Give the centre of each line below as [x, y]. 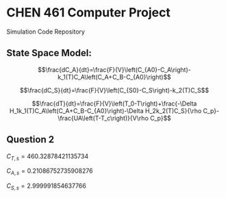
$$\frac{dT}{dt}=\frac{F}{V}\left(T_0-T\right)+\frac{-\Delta [114, 103]
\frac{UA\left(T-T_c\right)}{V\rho [103, 118]
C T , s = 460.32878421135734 [48, 157]
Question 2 [30, 139]
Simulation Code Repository [46, 32]
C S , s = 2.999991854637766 [46, 186]
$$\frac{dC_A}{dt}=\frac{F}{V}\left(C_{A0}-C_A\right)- [114, 69]
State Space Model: [49, 53]
